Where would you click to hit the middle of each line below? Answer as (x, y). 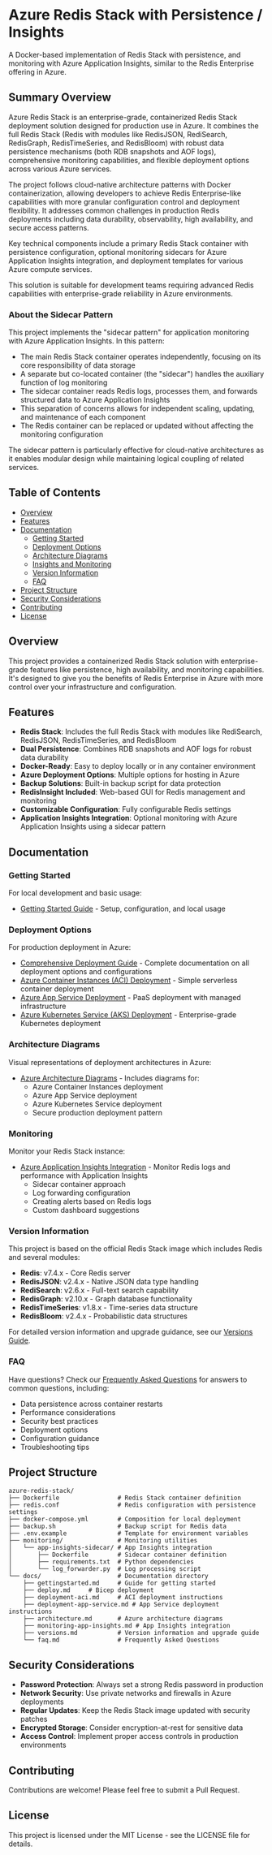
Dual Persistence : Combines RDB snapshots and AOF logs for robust (136, 749)
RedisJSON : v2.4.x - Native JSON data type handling (109, 1282)
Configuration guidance (60, 1438)
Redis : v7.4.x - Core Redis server (76, 1273)
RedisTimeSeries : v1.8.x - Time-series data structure (109, 1308)
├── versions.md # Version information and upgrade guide (141, 1633)
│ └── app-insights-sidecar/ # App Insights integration (110, 1548)
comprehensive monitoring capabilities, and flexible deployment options (129, 160)
